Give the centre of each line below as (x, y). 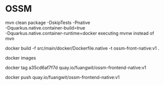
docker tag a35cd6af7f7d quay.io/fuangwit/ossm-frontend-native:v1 (76, 67)
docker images (21, 57)
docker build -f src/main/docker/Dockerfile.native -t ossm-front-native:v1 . (82, 48)
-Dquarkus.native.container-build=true (45, 27)
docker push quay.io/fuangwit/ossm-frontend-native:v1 (62, 77)
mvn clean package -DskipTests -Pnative (48, 22)
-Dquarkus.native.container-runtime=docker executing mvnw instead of (80, 33)
